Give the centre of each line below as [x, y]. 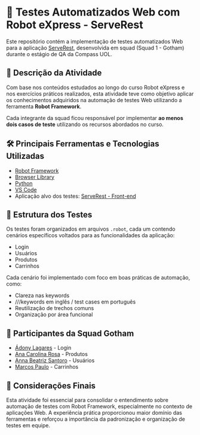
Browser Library [35, 177]
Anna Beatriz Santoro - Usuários [55, 360]
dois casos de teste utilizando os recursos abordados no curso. [85, 124]
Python [24, 183]
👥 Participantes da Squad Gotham [70, 333]
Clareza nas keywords [42, 296]
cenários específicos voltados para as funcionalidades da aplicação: [90, 235]
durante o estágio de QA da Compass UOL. [59, 54]
